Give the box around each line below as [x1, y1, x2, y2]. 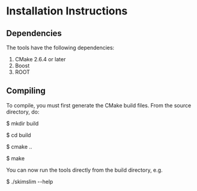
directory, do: [6, 108, 40, 115]
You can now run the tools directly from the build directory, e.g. [6, 166, 163, 174]
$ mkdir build [6, 120, 39, 127]
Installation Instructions [6, 4, 128, 18]
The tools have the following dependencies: [6, 44, 115, 51]
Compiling [6, 86, 46, 96]
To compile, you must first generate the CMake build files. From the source [6, 102, 192, 109]
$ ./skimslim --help [6, 178, 53, 185]
